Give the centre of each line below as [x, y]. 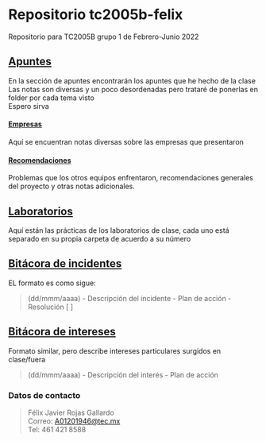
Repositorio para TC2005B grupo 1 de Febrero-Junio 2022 [104, 37]
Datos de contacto [44, 395]
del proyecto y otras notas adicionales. [71, 186]
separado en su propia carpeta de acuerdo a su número [100, 238]
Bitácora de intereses [62, 332]
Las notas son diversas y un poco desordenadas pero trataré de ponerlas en [133, 89]
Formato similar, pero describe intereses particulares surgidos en [115, 350]
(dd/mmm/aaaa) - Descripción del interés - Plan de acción [123, 374]
